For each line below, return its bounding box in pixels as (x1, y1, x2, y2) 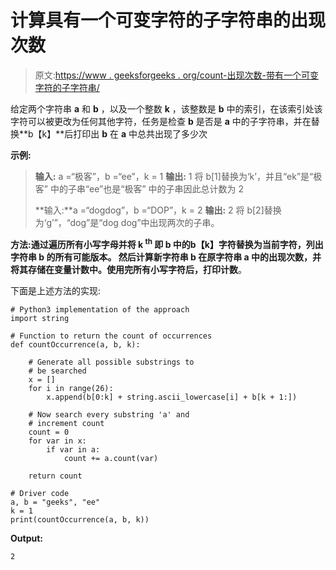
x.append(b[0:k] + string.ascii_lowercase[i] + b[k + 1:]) (46, 392, 298, 402)
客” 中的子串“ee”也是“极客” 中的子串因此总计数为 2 (34, 182, 244, 195)
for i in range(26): (28, 383, 114, 393)
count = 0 (28, 427, 70, 437)
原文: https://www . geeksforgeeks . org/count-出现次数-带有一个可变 (34, 69, 319, 81)
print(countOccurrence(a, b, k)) (10, 514, 150, 525)
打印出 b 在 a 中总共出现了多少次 (73, 127, 208, 140)
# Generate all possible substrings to (28, 357, 195, 367)
